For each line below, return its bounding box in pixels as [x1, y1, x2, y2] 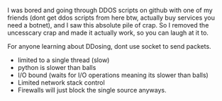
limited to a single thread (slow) [17, 56, 110, 64]
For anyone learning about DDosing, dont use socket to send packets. [7, 42, 211, 50]
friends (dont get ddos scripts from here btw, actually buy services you [7, 13, 215, 22]
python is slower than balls [17, 64, 96, 71]
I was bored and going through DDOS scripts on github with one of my [7, 6, 213, 14]
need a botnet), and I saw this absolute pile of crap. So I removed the [7, 21, 209, 29]
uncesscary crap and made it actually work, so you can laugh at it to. [7, 28, 209, 37]
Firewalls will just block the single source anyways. [17, 86, 167, 94]
